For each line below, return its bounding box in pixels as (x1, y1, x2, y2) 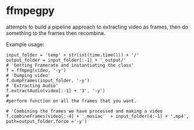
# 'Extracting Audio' (6, 83, 59, 89)
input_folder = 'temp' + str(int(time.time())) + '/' (6, 52, 140, 58)
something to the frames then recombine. (6, 29, 106, 36)
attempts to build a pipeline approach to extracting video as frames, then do (6, 23, 188, 30)
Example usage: (6, 41, 45, 48)
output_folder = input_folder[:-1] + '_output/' (6, 57, 126, 63)
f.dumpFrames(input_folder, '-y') (6, 78, 90, 83)
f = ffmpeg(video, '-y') (6, 67, 66, 73)
